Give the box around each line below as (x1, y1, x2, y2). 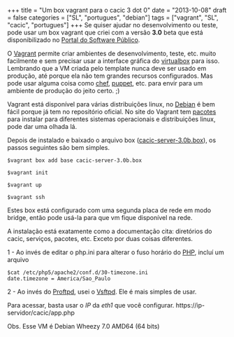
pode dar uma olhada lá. (7, 123, 78, 130)
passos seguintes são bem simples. (7, 144, 110, 151)
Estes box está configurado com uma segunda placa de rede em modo (7, 206, 212, 214)
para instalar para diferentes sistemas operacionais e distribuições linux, (7, 115, 216, 123)
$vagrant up (7, 181, 42, 188)
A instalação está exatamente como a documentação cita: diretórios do (7, 227, 212, 235)
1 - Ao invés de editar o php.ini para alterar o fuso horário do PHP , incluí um (7, 248, 225, 256)
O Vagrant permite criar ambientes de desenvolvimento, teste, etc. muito (7, 49, 217, 57)
